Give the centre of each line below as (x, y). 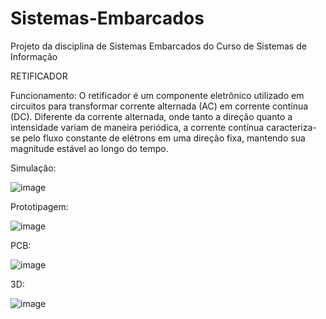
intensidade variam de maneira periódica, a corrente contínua (137, 127)
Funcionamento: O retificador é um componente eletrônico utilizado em (157, 95)
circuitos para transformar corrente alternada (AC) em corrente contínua (159, 106)
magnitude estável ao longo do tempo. (89, 148)
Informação (34, 56)
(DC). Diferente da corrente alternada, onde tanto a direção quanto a (151, 116)
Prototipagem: (39, 206)
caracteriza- (291, 127)
